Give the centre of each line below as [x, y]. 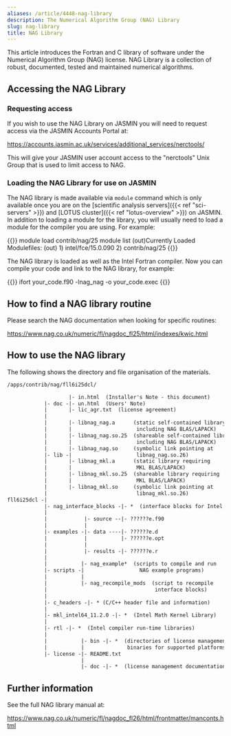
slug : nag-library [33, 26]
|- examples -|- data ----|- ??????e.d [101, 532]
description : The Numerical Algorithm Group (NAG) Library [93, 20]
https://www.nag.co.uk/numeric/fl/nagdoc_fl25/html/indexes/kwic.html [108, 334]
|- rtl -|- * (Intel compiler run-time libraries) [119, 628]
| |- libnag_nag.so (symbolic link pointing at [129, 448]
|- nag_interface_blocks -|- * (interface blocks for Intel [133, 506]
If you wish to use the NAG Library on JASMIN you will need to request [107, 123]
